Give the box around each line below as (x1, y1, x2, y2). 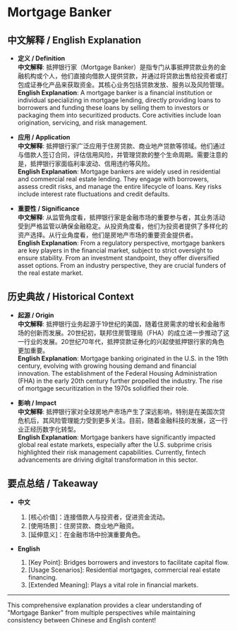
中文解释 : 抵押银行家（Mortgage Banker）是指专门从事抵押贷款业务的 (17, 63, 220, 71)
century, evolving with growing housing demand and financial (17, 361, 197, 370)
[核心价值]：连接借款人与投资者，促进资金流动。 (28, 513, 169, 521)
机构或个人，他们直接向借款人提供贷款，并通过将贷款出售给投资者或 (23, 72, 222, 80)
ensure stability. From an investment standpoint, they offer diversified (17, 254, 220, 262)
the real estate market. (17, 269, 83, 277)
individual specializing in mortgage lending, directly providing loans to (17, 96, 221, 104)
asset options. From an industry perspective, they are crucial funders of (17, 262, 226, 269)
